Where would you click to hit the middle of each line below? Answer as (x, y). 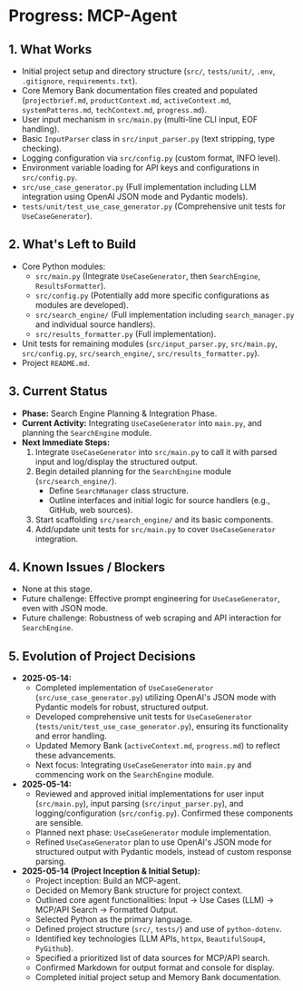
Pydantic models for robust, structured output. (122, 707)
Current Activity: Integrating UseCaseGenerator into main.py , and (142, 422)
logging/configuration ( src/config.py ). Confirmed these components (164, 813)
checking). (42, 148)
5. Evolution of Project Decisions (102, 656)
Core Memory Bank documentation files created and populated (139, 90)
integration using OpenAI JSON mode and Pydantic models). (135, 197)
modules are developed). (82, 304)
